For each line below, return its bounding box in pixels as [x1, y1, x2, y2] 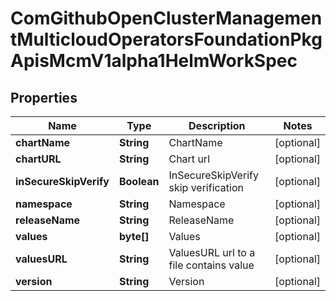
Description [188, 119, 246, 132]
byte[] [118, 230, 150, 243]
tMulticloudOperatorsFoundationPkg [10, 28, 323, 51]
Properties [10, 89, 78, 106]
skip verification [168, 181, 244, 194]
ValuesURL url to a [168, 246, 256, 259]
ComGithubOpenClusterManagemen [10, 7, 323, 30]
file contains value [168, 258, 255, 272]
